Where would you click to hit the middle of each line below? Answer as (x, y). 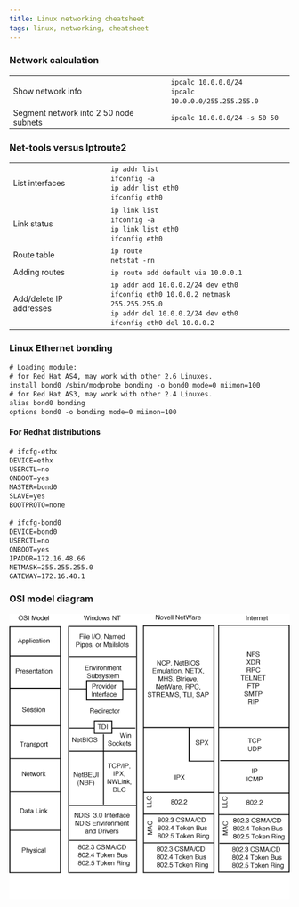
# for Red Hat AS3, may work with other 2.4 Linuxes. (111, 395)
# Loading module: (43, 368)
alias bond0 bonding (48, 404)
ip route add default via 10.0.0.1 (177, 273)
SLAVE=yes (28, 496)
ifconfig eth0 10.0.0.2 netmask (171, 295)
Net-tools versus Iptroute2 (68, 148)
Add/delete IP (38, 298)
